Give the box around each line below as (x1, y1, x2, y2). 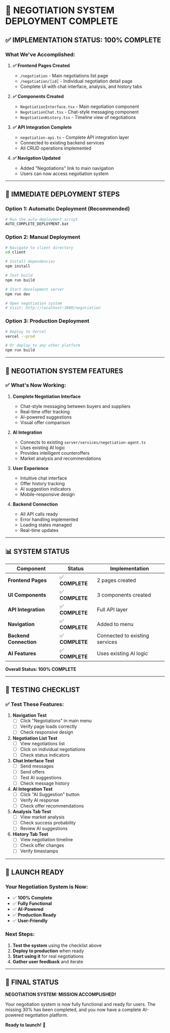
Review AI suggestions (20, 825, 68, 832)
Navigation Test (12, 712, 47, 719)
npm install (5, 264, 30, 269)
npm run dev (5, 291, 30, 297)
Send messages (20, 763, 54, 769)
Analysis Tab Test (12, 809, 52, 815)
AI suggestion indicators (20, 486, 71, 492)
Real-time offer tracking (20, 408, 70, 415)
